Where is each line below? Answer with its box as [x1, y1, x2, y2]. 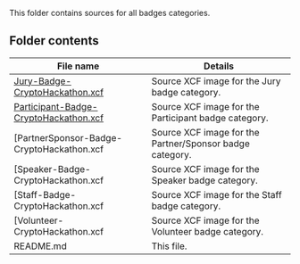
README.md [13, 240, 67, 252]
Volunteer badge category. [151, 225, 264, 237]
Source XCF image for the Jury [151, 75, 281, 87]
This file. [151, 240, 187, 252]
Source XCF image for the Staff [151, 188, 283, 201]
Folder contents [9, 33, 100, 48]
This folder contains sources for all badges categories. [9, 8, 211, 18]
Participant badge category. [151, 111, 269, 124]
